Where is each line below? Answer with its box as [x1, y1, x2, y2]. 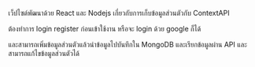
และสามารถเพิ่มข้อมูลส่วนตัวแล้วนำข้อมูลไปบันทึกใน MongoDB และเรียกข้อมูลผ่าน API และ [8, 40, 248, 49]
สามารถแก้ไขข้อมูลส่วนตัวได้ [8, 49, 80, 58]
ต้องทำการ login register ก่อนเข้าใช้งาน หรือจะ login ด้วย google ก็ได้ [8, 24, 201, 33]
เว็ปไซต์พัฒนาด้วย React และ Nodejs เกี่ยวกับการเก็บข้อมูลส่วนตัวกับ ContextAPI [8, 9, 230, 17]
